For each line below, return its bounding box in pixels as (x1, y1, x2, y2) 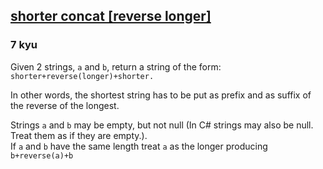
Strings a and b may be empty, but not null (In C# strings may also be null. (10, 119, 314, 131)
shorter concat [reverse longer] (10, 8, 212, 25)
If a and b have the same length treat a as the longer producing (10, 140, 268, 152)
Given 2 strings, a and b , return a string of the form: (10, 60, 222, 73)
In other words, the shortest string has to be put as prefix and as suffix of (10, 89, 312, 101)
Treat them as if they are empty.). (10, 129, 148, 141)
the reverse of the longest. (10, 99, 120, 111)
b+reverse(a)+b (10, 150, 74, 161)
